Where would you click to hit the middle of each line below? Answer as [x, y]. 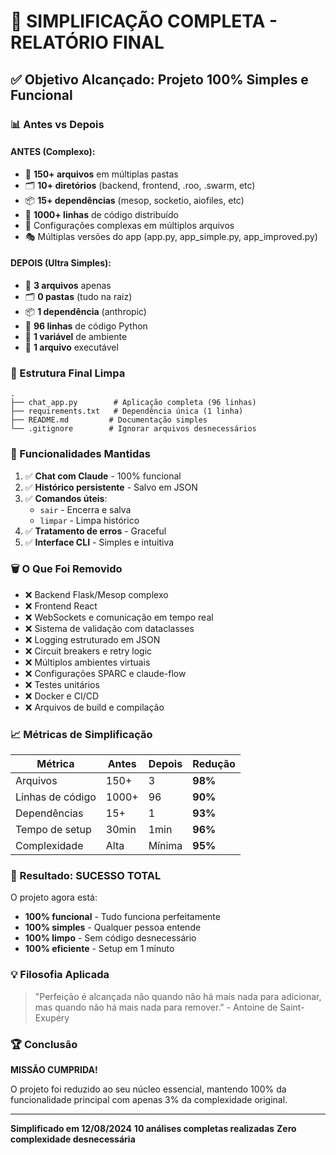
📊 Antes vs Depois [57, 124]
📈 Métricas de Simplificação [81, 734]
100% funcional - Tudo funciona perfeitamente [122, 917]
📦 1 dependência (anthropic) [85, 311]
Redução [214, 764]
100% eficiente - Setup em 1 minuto [99, 949]
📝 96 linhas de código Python [86, 326]
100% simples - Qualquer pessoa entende [113, 927]
